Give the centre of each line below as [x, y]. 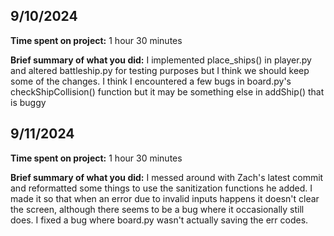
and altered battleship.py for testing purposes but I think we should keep [160, 70]
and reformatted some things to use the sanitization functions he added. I [161, 188]
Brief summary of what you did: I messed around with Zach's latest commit [167, 177]
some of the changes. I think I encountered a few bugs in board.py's [151, 81]
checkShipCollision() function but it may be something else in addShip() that [167, 91]
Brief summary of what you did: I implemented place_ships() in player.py [161, 60]
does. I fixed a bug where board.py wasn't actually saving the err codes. [159, 220]
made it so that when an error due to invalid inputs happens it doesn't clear [165, 198]
